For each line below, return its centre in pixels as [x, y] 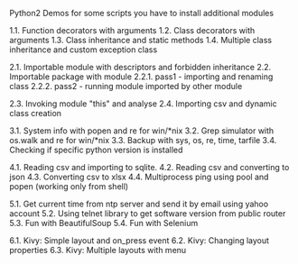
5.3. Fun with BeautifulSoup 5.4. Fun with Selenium [104, 223]
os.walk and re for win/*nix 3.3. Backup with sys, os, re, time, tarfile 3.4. [143, 140]
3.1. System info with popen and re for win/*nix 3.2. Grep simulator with [142, 131]
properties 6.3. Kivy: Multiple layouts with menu [98, 250]
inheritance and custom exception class [84, 50]
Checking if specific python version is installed [96, 150]
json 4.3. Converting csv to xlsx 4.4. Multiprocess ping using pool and [139, 177]
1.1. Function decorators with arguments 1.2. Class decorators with [132, 30]
